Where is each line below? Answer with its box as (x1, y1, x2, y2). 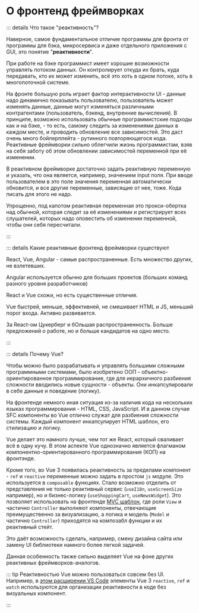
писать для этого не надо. (6, 190, 72, 197)
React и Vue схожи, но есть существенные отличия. (6, 291, 138, 299)
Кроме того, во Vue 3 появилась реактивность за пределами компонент (6, 466, 191, 473)
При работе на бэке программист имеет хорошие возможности (6, 60, 169, 67)
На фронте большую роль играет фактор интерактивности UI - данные (6, 90, 186, 97)
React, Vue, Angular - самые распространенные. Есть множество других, (6, 255, 193, 263)
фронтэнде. (6, 454, 36, 462)
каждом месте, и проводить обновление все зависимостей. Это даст (6, 128, 183, 135)
